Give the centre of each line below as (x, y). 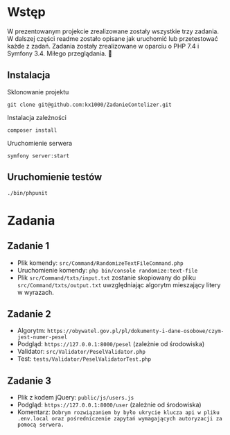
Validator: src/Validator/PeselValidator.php (81, 352)
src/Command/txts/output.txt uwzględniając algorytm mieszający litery (119, 284)
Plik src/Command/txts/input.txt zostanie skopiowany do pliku (106, 278)
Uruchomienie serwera (40, 143)
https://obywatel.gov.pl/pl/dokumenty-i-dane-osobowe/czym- (136, 331)
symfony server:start (38, 156)
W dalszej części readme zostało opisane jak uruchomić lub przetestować (113, 38)
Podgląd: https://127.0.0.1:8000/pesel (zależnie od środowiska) (111, 344)
